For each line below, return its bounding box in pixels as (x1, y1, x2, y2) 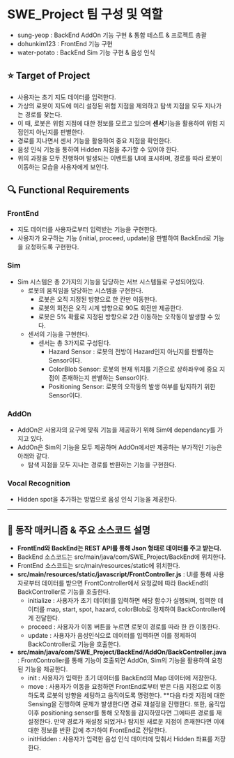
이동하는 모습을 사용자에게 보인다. (17, 162, 109, 171)
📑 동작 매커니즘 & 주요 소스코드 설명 (7, 524, 151, 536)
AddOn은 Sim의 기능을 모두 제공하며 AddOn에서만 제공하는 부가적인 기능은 (17, 443, 223, 451)
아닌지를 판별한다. (36, 127, 85, 136)
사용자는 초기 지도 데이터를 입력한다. (17, 92, 116, 101)
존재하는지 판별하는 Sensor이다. (61, 373, 149, 381)
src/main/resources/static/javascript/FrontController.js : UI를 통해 (17, 570, 212, 578)
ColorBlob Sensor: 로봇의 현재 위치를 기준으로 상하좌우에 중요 (48, 365, 218, 373)
